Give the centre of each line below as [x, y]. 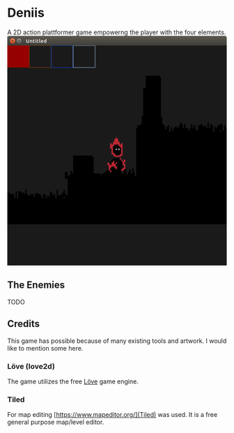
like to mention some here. [45, 348]
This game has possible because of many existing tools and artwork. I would [117, 341]
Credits [24, 324]
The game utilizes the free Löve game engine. [73, 381]
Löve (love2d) [31, 366]
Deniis [26, 13]
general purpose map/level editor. [56, 422]
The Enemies [36, 285]
